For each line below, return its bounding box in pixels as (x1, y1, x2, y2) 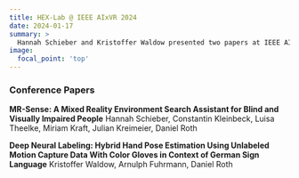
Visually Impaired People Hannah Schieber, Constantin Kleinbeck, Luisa (9, 113, 275, 125)
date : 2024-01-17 (9, 21, 74, 30)
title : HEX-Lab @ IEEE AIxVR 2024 (9, 12, 138, 22)
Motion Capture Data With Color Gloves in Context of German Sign (9, 150, 260, 160)
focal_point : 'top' (17, 54, 90, 63)
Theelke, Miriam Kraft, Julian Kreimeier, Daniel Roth (9, 123, 198, 133)
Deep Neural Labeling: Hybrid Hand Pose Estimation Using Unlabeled (9, 140, 270, 151)
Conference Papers (9, 84, 95, 96)
